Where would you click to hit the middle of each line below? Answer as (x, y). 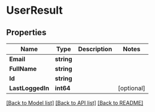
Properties (26, 32)
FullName (23, 69)
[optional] (131, 88)
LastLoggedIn (29, 88)
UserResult (34, 10)
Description (95, 49)
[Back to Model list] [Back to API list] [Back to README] (75, 103)
